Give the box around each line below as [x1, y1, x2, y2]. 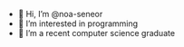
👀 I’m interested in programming [17, 18, 139, 29]
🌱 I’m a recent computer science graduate [17, 28, 175, 38]
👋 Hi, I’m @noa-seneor [17, 9, 103, 19]
